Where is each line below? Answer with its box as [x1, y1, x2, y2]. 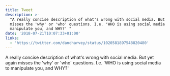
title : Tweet [5, 7, 33, 13]
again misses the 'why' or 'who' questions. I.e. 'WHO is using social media [5, 59, 161, 66]
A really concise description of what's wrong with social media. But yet [5, 54, 154, 60]
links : [5, 36, 19, 41]
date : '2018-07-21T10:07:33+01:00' [5, 31, 81, 36]
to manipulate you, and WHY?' [5, 65, 69, 71]
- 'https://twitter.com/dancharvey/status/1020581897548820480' [10, 41, 149, 46]
